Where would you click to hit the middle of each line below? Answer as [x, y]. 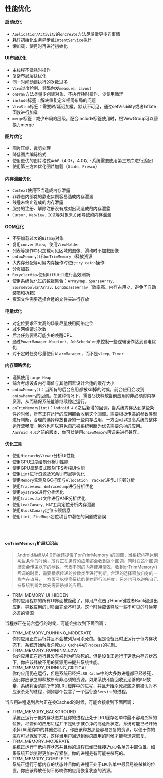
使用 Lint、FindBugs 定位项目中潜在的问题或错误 [59, 517]
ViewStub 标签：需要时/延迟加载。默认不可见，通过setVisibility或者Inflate [84, 106]
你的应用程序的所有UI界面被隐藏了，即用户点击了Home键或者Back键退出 [85, 601]
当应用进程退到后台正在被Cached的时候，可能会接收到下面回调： [71, 702]
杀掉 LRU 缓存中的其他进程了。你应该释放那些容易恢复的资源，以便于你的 [84, 730]
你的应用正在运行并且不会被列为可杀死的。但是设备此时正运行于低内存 [82, 639]
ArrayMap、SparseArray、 [92, 281]
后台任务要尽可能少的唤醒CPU [42, 335]
